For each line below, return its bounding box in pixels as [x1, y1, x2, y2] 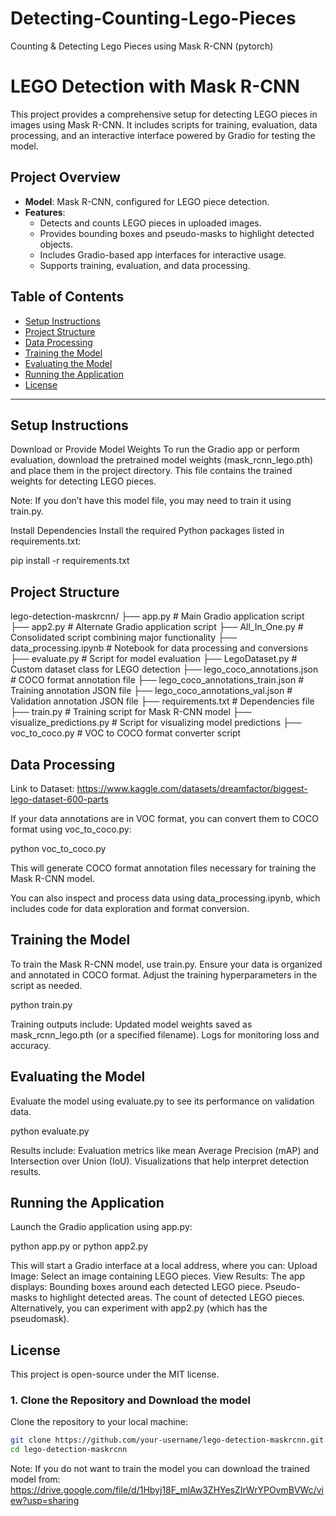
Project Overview [10, 169, 121, 186]
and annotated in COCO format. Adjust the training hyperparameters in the [10, 968, 318, 981]
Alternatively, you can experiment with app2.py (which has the [10, 1302, 268, 1314]
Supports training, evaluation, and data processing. [39, 259, 251, 271]
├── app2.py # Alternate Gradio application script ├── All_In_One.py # [10, 621, 304, 633]
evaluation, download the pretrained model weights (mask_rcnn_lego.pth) [10, 454, 314, 466]
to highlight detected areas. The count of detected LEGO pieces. [39, 1292, 305, 1304]
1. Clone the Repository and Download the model [10, 1393, 252, 1407]
